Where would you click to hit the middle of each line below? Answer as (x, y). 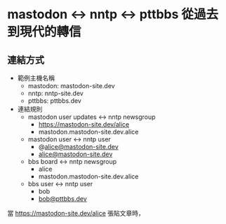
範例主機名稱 (36, 78)
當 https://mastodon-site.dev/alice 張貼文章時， (76, 213)
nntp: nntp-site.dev (56, 93)
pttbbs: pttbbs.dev (55, 101)
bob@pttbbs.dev (63, 199)
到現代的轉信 (45, 32)
